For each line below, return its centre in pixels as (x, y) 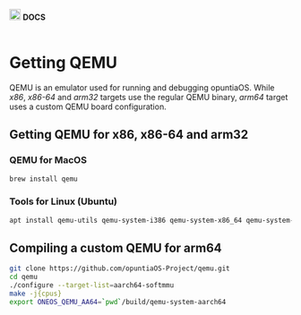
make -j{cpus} (36, 294)
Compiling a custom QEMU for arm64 (116, 248)
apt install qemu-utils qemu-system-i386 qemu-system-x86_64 (126, 220)
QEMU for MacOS (48, 160)
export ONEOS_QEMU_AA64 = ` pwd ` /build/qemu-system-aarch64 (118, 302)
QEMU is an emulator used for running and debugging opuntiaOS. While (142, 87)
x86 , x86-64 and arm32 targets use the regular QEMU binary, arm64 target (149, 97)
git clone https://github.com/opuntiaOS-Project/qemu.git (120, 268)
